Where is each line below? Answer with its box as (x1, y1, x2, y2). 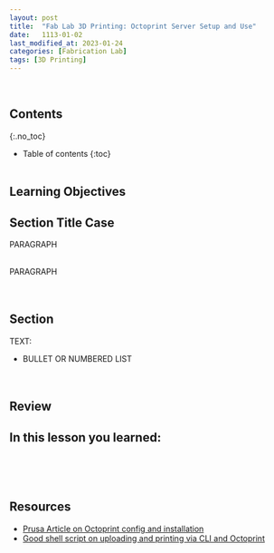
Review (9, 399, 52, 414)
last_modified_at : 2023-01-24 (9, 38, 124, 48)
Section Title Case (9, 215, 115, 230)
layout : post (9, 13, 59, 23)
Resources (9, 500, 71, 515)
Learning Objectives (9, 184, 127, 199)
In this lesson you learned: (9, 430, 162, 445)
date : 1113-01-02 (9, 30, 83, 39)
